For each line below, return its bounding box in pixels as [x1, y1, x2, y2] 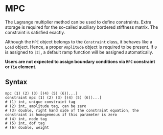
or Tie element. [5, 64, 37, 70]
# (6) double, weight [5, 125, 49, 130]
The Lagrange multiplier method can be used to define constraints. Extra [5, 19, 152, 25]
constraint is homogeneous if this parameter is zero [5, 112, 117, 117]
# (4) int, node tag [5, 116, 47, 121]
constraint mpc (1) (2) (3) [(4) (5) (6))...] [5, 95, 102, 100]
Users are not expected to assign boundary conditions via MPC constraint [5, 58, 155, 64]
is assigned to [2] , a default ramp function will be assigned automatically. [5, 49, 153, 55]
